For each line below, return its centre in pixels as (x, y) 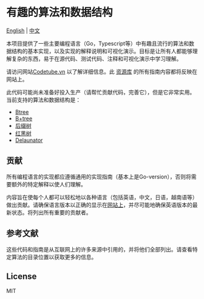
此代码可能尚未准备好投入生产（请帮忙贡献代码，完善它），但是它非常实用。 (101, 92)
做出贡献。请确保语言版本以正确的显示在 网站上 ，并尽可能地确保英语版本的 (99, 205)
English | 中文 (23, 30)
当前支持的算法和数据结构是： (43, 100)
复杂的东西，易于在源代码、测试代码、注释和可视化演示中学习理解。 (97, 58)
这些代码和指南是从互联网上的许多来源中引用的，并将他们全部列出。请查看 (99, 249)
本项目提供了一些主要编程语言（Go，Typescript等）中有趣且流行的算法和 (98, 43)
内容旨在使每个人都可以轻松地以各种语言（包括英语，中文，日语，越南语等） (102, 197)
